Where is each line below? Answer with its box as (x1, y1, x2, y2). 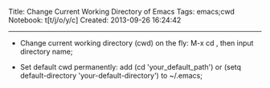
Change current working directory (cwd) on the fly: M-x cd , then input (19, 38, 254, 47)
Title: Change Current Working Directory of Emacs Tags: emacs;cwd (8, 7, 235, 16)
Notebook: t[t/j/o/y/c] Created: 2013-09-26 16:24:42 (8, 15, 182, 25)
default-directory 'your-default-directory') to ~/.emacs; (19, 71, 203, 80)
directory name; (19, 47, 73, 56)
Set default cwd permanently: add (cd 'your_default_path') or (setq (19, 62, 242, 71)
